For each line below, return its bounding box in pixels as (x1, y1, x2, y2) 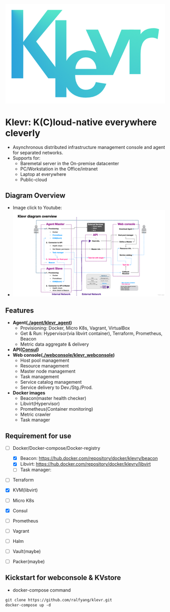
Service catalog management (20, 379, 82, 385)
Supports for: (12, 155, 41, 161)
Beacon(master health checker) (20, 395, 87, 402)
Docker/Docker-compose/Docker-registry (12, 445, 100, 451)
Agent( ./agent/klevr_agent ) (12, 320, 73, 326)
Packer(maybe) (12, 558, 45, 564)
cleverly (5, 127, 41, 139)
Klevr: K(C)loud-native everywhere (5, 116, 157, 128)
